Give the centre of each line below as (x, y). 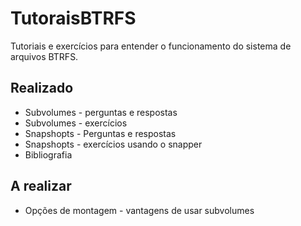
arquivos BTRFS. (44, 56)
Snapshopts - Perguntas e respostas (100, 133)
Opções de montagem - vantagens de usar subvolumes (139, 210)
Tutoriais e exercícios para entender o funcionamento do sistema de (151, 46)
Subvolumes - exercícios (76, 123)
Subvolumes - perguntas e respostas (101, 112)
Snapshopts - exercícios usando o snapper (113, 144)
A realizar (41, 186)
